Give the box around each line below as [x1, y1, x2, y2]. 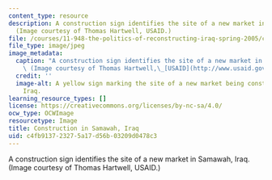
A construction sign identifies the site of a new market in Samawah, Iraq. [8, 154, 250, 164]
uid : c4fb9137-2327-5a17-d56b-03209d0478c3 [8, 132, 158, 140]
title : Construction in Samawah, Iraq [8, 124, 139, 132]
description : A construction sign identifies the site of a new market [8, 19, 255, 27]
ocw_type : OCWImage [8, 110, 74, 118]
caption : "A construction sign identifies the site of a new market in [15, 57, 263, 65]
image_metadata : [8, 49, 63, 57]
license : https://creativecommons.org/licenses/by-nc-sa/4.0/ [8, 102, 223, 110]
